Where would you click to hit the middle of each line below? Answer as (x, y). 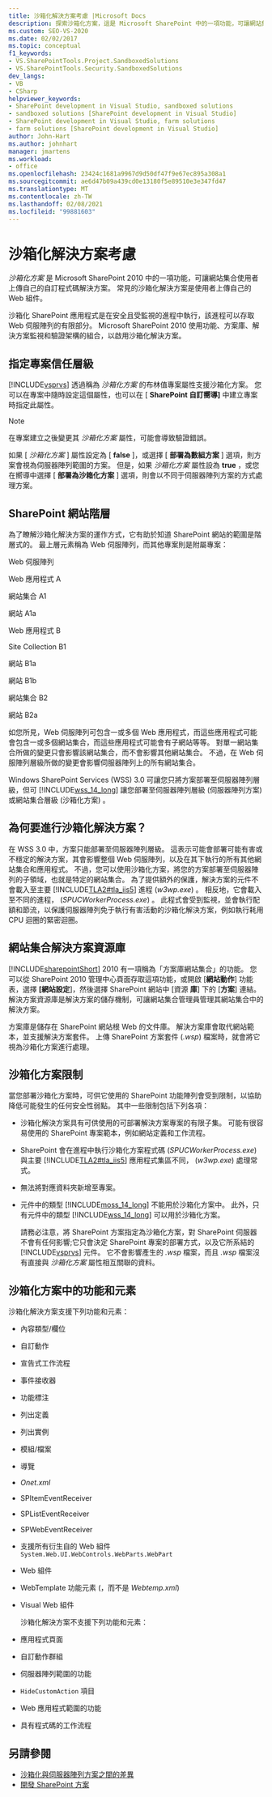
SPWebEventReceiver (56, 1530)
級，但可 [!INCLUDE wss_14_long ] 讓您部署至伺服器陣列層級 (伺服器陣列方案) (136, 789)
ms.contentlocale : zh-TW (50, 196)
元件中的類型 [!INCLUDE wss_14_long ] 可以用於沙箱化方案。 (126, 1215)
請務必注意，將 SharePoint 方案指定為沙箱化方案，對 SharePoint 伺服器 (138, 1232)
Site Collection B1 (37, 646)
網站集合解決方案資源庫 (67, 948)
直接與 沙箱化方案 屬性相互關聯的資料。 (93, 1263)
